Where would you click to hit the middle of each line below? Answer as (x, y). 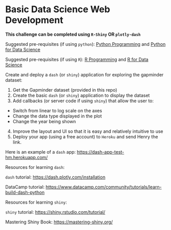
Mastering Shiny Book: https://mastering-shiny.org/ (59, 222)
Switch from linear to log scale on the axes (57, 110)
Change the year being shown (44, 121)
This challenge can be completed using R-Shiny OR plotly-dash (73, 34)
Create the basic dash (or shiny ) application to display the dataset (81, 95)
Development (34, 20)
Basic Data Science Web (58, 9)
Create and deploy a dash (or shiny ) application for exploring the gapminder (84, 74)
